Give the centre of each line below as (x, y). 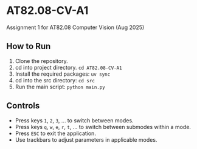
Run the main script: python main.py (60, 87)
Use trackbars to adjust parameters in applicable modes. (86, 139)
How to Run (29, 46)
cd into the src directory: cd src (55, 80)
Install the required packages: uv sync (63, 74)
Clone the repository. (41, 61)
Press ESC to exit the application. (55, 133)
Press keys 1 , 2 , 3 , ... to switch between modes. (74, 120)
